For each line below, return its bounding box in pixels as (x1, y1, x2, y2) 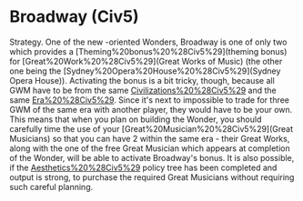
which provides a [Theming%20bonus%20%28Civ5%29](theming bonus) (9, 45, 288, 56)
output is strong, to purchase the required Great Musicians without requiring (9, 171, 295, 183)
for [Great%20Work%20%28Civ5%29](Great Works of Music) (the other (9, 55, 283, 66)
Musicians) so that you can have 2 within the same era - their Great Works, (9, 133, 290, 144)
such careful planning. (9, 181, 94, 192)
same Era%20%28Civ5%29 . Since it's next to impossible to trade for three (9, 94, 289, 106)
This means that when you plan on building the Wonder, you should (9, 114, 262, 125)
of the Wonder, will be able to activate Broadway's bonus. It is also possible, (9, 152, 295, 163)
